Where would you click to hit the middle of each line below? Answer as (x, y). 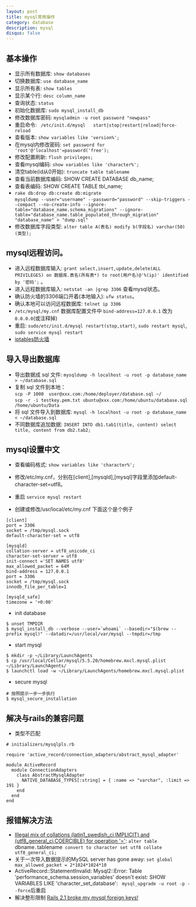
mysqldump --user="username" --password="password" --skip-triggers (100, 200)
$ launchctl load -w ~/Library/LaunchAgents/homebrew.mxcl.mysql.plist (95, 671)
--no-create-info (59, 205)
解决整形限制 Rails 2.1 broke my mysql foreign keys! (76, 898)
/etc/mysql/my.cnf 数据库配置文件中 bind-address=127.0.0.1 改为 (93, 311)
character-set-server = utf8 (42, 556)
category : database (30, 22)
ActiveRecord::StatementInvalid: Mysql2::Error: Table (78, 871)
